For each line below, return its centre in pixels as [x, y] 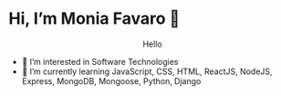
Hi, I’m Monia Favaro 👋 [94, 19]
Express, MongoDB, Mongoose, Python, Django [111, 80]
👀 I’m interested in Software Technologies [100, 61]
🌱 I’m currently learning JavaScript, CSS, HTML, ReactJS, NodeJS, [147, 71]
